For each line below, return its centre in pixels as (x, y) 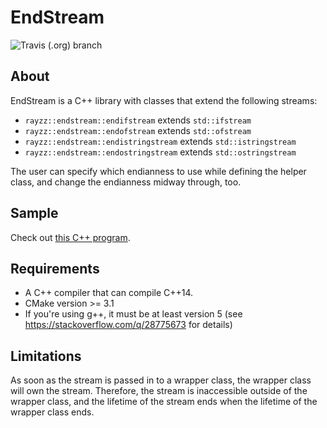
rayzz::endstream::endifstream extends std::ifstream (138, 120)
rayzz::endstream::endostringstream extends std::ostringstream (160, 152)
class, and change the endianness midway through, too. (126, 182)
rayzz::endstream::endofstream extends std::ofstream (138, 130)
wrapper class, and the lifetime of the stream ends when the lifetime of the (164, 402)
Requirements (55, 268)
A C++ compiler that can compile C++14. (109, 293)
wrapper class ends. (52, 412)
